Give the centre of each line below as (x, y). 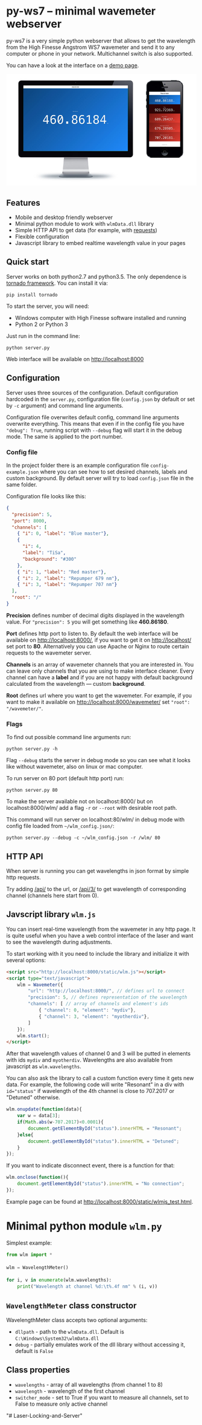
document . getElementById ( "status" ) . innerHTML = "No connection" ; (101, 1184)
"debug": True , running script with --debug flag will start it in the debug (94, 430)
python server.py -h (32, 749)
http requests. (24, 878)
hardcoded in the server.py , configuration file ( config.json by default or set (100, 399)
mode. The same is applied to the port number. (65, 436)
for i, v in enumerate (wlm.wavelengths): (59, 1280)
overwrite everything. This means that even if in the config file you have (96, 423)
